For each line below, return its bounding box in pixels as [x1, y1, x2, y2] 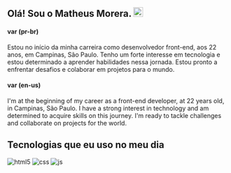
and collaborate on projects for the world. [7, 119, 127, 127]
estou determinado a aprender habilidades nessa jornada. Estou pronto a [7, 57, 218, 66]
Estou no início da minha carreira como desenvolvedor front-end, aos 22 [7, 43, 217, 51]
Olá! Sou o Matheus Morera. [7, 8, 132, 20]
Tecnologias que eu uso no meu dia [7, 139, 164, 151]
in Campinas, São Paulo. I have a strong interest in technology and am [7, 104, 209, 112]
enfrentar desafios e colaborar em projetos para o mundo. [7, 65, 175, 73]
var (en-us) [7, 81, 41, 89]
